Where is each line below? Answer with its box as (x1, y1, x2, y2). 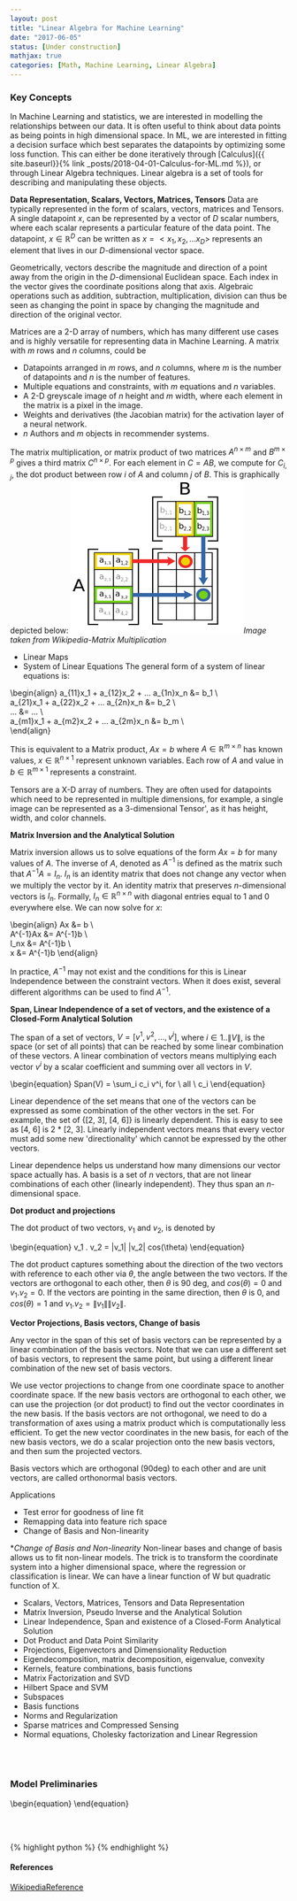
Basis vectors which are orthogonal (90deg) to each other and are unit (10, 1463, 267, 1474)
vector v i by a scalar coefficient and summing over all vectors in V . (10, 1060, 253, 1072)
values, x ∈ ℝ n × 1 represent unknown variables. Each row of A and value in (10, 753, 284, 766)
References (10, 1862, 54, 1873)
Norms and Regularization (22, 1711, 118, 1721)
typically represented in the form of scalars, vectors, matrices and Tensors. (10, 204, 285, 214)
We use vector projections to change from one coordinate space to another (10, 1381, 285, 1391)
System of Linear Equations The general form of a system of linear (22, 660, 266, 672)
